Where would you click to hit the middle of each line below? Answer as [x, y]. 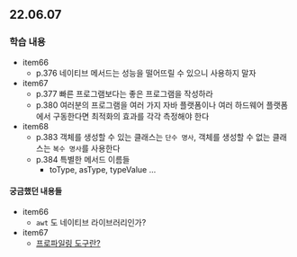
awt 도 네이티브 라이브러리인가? [91, 222]
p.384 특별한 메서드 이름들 [83, 159]
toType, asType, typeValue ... [103, 169]
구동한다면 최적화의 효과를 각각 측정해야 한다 [131, 116]
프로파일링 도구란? [68, 243]
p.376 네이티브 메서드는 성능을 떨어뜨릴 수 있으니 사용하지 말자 [146, 73]
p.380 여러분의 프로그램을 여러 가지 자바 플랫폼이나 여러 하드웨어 [150, 105]
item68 [36, 126]
